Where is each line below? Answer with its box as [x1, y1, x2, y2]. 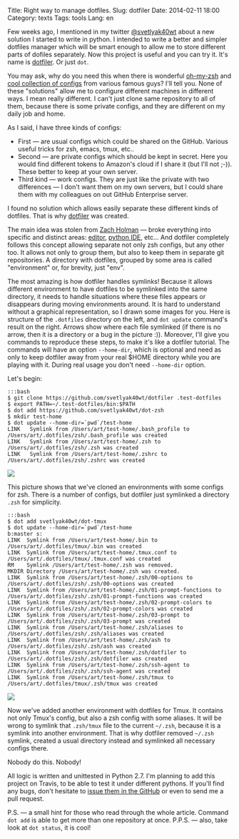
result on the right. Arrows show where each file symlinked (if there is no [7, 322, 221, 331]
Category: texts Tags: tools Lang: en [7, 14, 114, 22]
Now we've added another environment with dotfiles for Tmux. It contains [7, 706, 223, 714]
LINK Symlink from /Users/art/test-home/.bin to [7, 537, 158, 544]
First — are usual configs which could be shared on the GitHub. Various [17, 137, 228, 146]
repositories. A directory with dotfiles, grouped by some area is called [7, 256, 213, 264]
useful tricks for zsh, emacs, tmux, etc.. [17, 145, 134, 153]
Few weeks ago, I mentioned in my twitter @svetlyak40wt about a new [7, 28, 215, 36]
